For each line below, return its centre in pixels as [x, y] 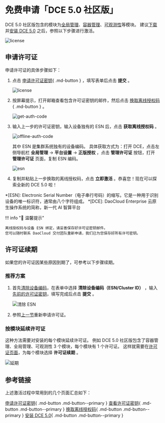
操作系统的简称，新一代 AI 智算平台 [45, 207]
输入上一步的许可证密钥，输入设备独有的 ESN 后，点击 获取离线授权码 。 [86, 126]
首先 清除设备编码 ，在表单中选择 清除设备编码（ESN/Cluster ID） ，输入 [85, 288]
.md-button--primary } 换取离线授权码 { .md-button [70, 409]
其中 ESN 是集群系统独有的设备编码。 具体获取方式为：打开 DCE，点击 [84, 146]
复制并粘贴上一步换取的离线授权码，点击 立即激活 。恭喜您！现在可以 [82, 178]
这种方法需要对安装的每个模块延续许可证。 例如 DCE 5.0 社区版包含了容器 [80, 340]
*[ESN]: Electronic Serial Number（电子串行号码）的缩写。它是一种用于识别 [82, 195]
